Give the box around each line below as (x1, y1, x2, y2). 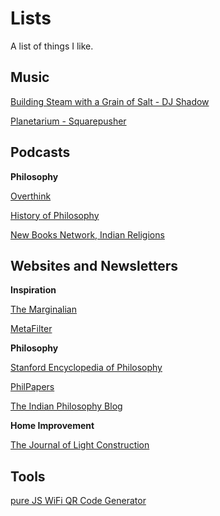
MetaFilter (10, 323, 53, 335)
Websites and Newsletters (10, 257, 178, 274)
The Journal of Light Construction (10, 439, 150, 451)
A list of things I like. (10, 40, 94, 52)
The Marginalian (10, 303, 77, 316)
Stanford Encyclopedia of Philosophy (10, 362, 163, 374)
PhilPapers (10, 381, 55, 393)
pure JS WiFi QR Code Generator (10, 495, 147, 507)
